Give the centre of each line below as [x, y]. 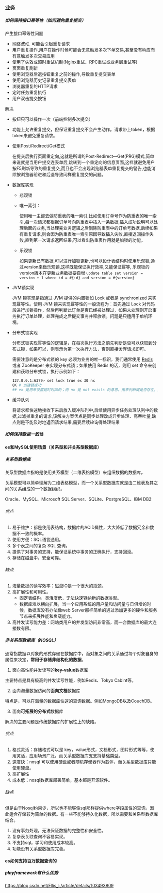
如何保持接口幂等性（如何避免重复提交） [45, 20]
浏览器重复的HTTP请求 [35, 86]
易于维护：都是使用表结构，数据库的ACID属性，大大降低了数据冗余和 [81, 527]
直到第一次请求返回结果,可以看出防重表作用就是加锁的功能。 [85, 240]
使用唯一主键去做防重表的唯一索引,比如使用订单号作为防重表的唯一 [86, 215]
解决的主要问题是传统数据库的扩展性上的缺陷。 [52, 721]
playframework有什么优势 [32, 873]
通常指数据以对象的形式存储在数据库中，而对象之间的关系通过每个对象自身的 [81, 653]
